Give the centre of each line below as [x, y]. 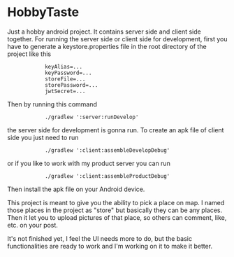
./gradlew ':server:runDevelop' [92, 117]
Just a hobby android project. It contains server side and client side [104, 32]
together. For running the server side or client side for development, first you [117, 39]
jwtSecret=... [65, 91]
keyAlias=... [63, 67]
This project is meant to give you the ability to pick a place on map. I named [116, 202]
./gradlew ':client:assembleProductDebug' [107, 176]
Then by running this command [52, 104]
